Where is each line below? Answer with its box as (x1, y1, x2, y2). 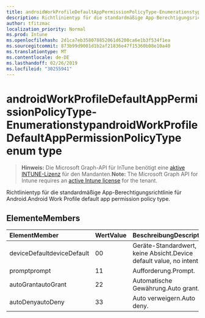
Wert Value (95, 231, 127, 240)
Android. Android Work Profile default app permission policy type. (6, 195, 171, 203)
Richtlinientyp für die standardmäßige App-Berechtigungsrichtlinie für (6, 189, 182, 196)
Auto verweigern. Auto (132, 294, 195, 303)
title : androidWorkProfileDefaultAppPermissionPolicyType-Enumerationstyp (6, 9, 201, 15)
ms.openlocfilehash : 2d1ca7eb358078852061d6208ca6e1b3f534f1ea (6, 37, 171, 43)
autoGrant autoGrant (9, 280, 67, 289)
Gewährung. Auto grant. (132, 284, 200, 293)
